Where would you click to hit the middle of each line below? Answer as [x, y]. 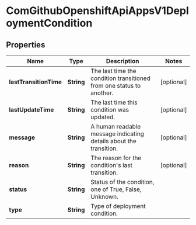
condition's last [111, 165]
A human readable [116, 127]
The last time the [113, 71]
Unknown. [104, 197]
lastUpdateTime [32, 110]
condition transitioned [120, 78]
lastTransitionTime [36, 82]
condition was [110, 110]
